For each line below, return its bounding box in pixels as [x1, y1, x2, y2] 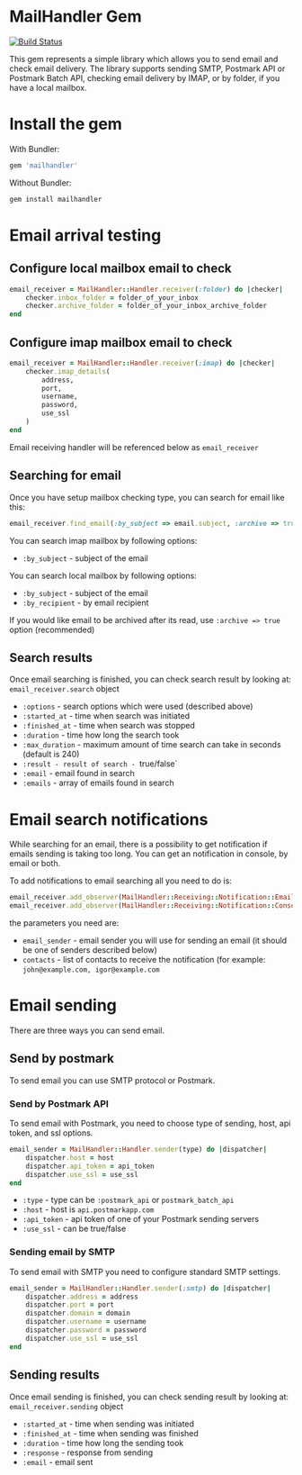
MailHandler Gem [9, 6, 142, 27]
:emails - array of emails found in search [22, 777, 174, 789]
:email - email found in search [22, 768, 135, 779]
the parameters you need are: [9, 918, 120, 928]
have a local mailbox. [9, 82, 87, 93]
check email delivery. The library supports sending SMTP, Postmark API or [9, 63, 286, 74]
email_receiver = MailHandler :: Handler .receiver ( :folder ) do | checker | [9, 285, 283, 294]
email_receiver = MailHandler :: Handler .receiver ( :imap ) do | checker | [9, 358, 276, 367]
